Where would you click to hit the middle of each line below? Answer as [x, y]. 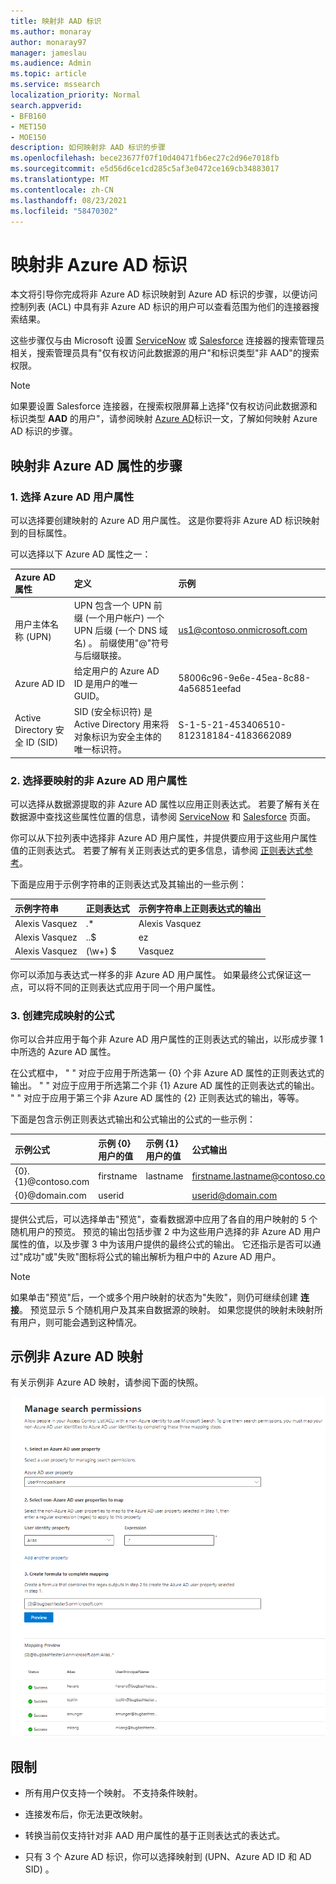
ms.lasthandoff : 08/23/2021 [69, 200]
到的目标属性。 [41, 533]
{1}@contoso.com [52, 1181]
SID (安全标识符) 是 [113, 712]
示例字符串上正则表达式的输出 [200, 908]
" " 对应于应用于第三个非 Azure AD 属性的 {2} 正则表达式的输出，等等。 [157, 1098]
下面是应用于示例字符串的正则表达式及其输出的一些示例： [128, 884]
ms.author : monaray [51, 31]
